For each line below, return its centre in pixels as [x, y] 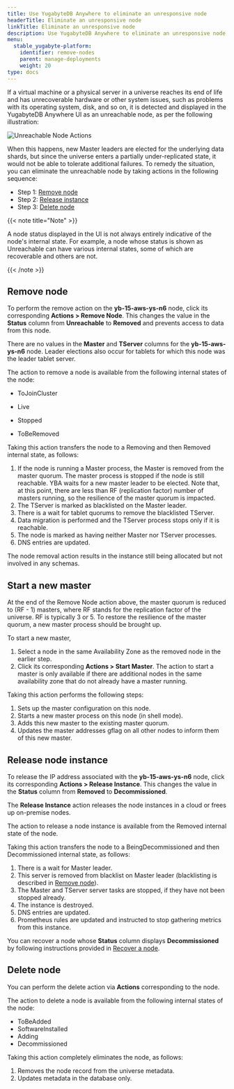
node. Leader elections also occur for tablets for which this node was [126, 351]
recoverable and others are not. [53, 256]
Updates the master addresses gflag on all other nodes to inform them [118, 731]
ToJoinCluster [37, 393]
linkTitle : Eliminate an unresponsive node [71, 27]
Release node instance [58, 760]
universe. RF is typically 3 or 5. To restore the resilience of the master [107, 617]
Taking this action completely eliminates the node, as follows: [95, 1057]
